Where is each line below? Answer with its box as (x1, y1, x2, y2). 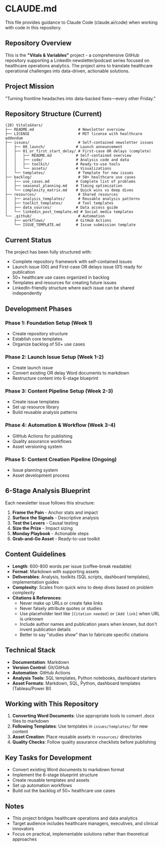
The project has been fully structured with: (5, 249, 92, 255)
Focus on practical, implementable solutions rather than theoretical (12, 831, 149, 837)
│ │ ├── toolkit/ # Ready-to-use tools (5, 162, 121, 167)
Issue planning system (12, 467, 58, 473)
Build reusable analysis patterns (12, 409, 78, 415)
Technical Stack (5, 646, 56, 654)
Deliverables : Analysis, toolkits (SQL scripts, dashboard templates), (12, 574, 151, 580)
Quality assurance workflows (12, 438, 72, 444)
